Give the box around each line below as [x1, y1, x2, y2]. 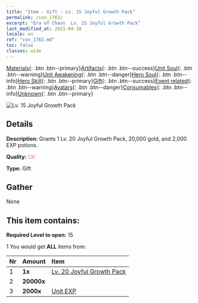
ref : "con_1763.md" [6, 37, 55, 43]
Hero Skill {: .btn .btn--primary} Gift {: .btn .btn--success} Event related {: [17, 77, 192, 84]
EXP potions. [6, 141, 38, 148]
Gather [6, 182, 33, 192]
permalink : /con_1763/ [6, 14, 63, 20]
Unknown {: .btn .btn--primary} [17, 90, 94, 97]
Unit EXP [51, 287, 77, 295]
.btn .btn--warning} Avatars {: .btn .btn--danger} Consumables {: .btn [6, 84, 172, 91]
